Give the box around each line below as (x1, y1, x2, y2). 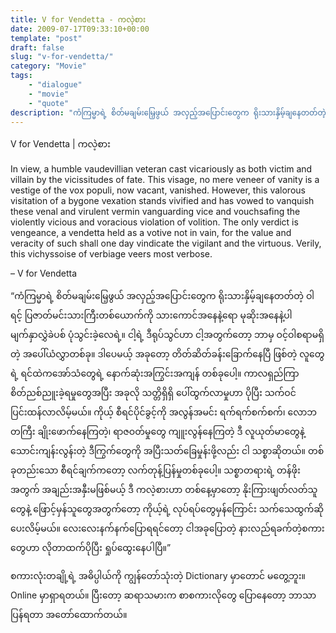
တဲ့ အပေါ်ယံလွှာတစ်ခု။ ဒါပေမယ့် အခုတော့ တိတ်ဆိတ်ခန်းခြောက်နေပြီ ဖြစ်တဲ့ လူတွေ (10, 348, 325, 360)
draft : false (10, 42, 65, 53)
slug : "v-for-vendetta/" (10, 52, 114, 62)
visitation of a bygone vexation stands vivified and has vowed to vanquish (10, 195, 315, 207)
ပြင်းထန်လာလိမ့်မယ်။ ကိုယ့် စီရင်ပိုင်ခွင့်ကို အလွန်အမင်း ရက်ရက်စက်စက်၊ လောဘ (10, 406, 318, 418)
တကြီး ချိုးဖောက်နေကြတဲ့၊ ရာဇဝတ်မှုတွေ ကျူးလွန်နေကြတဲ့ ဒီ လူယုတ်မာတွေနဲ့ (10, 426, 305, 438)
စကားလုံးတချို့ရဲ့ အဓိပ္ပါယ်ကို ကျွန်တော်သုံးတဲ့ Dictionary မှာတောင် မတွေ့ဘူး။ (10, 570, 306, 582)
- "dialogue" (28, 80, 83, 90)
